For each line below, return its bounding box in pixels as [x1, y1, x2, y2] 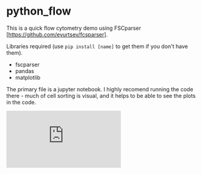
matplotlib [15, 74, 41, 81]
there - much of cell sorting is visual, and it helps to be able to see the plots [6, 92, 196, 99]
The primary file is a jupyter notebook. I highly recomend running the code [6, 85, 193, 92]
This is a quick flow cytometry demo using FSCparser [6, 24, 142, 32]
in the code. [6, 99, 37, 106]
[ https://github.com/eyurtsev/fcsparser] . [6, 30, 108, 38]
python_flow [6, 4, 71, 18]
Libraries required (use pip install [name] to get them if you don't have [6, 43, 188, 50]
